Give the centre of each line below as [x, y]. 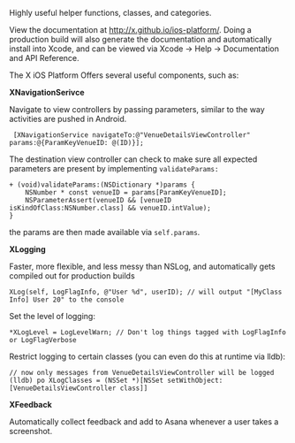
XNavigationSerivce [47, 92]
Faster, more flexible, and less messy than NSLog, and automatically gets [142, 266]
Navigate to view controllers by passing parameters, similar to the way [137, 109]
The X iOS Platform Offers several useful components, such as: [124, 75]
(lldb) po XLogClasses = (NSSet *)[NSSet [87, 380]
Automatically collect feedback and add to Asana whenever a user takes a [144, 422]
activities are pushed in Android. [68, 119]
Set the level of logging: [52, 316]
